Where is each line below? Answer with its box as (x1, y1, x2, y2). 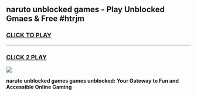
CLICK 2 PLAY (6, 53, 47, 61)
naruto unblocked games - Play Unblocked (6, 5, 165, 15)
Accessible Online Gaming (6, 83, 72, 90)
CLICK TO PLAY (6, 31, 52, 40)
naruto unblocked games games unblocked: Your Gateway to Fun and (6, 77, 179, 84)
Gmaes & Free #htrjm (6, 14, 85, 24)
